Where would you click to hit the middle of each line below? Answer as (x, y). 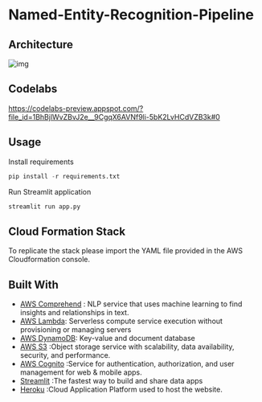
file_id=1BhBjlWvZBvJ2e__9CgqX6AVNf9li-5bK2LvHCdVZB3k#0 (115, 117)
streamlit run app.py (45, 207)
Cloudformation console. (49, 260)
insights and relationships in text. (74, 312)
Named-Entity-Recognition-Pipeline (131, 15)
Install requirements (41, 162)
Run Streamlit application (50, 191)
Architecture (41, 45)
